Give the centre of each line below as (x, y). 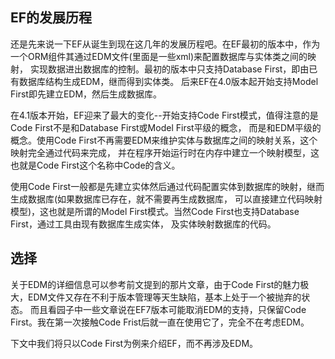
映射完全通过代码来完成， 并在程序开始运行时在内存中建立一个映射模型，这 (165, 152)
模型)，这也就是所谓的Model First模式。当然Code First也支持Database (155, 211)
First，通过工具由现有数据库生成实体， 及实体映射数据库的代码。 (143, 224)
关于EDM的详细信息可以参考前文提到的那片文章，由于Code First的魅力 (155, 284)
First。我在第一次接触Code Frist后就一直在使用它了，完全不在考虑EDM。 (160, 322)
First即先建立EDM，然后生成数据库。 (86, 94)
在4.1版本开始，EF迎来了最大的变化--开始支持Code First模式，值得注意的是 (164, 115)
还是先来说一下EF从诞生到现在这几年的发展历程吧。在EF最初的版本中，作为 (165, 44)
